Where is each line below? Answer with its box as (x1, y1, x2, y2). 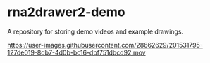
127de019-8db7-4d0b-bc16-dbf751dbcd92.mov (7, 48, 146, 57)
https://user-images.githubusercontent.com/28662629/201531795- (7, 41, 203, 49)
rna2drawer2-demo (7, 4, 125, 20)
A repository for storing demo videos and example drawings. (7, 27, 184, 36)
